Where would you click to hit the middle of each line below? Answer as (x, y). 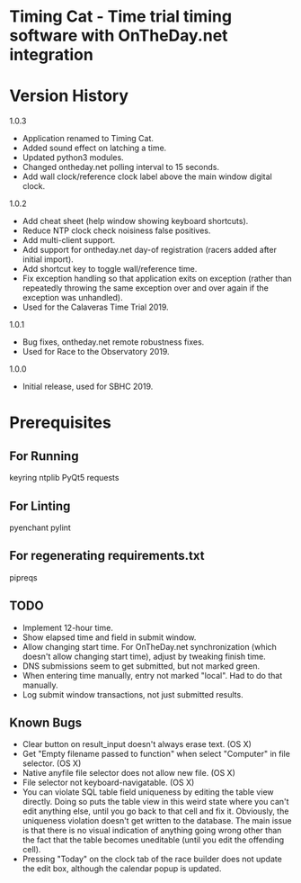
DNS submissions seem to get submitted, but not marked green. (141, 666)
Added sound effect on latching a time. (94, 148)
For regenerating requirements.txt (107, 556)
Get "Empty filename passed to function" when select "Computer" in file (156, 754)
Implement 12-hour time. (68, 627)
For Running (44, 456)
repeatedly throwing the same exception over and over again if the (146, 288)
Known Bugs (46, 722)
